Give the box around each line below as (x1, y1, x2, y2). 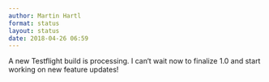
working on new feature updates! (8, 65, 119, 75)
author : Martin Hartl (8, 11, 82, 20)
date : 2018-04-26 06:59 (8, 34, 89, 43)
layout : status (8, 27, 60, 35)
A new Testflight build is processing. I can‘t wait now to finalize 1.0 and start (8, 56, 261, 66)
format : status (8, 19, 60, 27)
